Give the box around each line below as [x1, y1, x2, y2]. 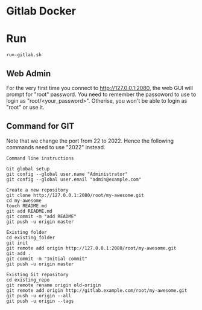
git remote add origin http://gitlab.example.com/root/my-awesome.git [6, 287, 188, 294]
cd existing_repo [6, 277, 50, 283]
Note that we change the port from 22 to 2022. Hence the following [6, 137, 174, 144]
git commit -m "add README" [6, 213, 77, 219]
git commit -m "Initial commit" [6, 256, 87, 262]
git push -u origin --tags [6, 298, 74, 304]
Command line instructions [6, 155, 74, 161]
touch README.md [6, 202, 47, 209]
